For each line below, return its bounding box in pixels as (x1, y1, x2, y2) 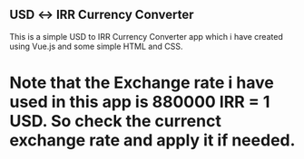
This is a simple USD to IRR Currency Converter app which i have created (9, 31, 283, 42)
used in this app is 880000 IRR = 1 (9, 92, 270, 112)
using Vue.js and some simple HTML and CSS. (9, 41, 183, 51)
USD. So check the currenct (9, 111, 222, 131)
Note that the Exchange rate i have (9, 72, 275, 93)
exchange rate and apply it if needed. (9, 130, 296, 150)
